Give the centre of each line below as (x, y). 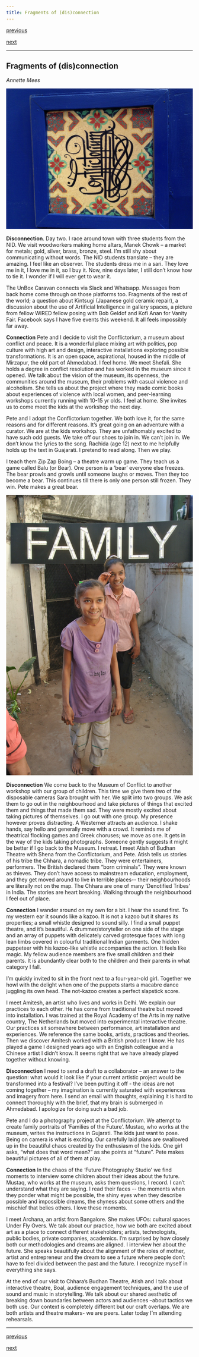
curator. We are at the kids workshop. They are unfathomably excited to (94, 431)
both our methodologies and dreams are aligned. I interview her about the (96, 1244)
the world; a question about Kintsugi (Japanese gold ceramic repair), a (92, 301)
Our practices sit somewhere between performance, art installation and (93, 1028)
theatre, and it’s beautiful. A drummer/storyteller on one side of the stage (95, 929)
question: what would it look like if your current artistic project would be (94, 1077)
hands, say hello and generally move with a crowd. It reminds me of (89, 829)
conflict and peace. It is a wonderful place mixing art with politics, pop (92, 344)
